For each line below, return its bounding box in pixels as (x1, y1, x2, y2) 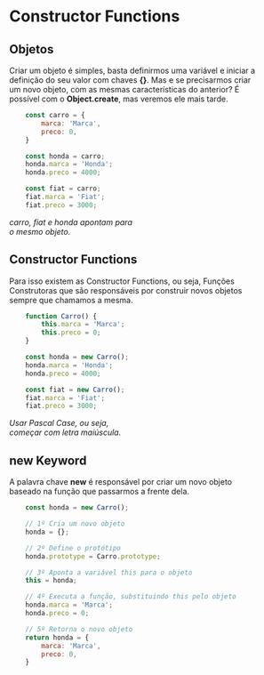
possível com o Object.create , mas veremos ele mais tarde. (9, 93, 228, 104)
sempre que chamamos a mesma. (9, 294, 133, 305)
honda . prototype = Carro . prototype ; (25, 551, 162, 561)
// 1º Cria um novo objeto (25, 519, 125, 528)
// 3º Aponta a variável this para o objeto (25, 567, 193, 577)
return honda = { (25, 633, 90, 642)
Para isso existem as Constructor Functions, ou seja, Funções (9, 276, 236, 286)
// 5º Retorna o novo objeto (25, 624, 133, 633)
